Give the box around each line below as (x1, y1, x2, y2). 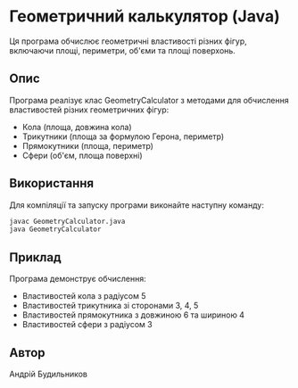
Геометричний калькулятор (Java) (9, 6, 281, 27)
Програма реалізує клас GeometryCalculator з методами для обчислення (9, 95, 289, 105)
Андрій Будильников (9, 368, 87, 379)
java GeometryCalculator (9, 225, 102, 234)
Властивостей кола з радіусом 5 (21, 291, 146, 301)
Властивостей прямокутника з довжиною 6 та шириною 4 (21, 310, 245, 320)
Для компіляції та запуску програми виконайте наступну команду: (9, 199, 265, 211)
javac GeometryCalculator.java (9, 217, 126, 226)
